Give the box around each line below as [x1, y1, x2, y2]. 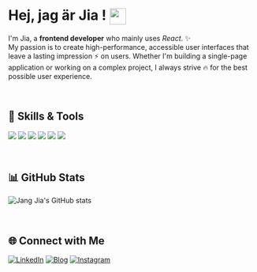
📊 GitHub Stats [8, 171, 85, 184]
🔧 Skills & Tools [8, 110, 84, 123]
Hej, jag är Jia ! [8, 6, 107, 25]
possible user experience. [8, 71, 92, 81]
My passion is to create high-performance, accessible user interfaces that [8, 42, 250, 51]
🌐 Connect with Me [8, 234, 105, 247]
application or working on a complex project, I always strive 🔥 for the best [8, 62, 248, 72]
